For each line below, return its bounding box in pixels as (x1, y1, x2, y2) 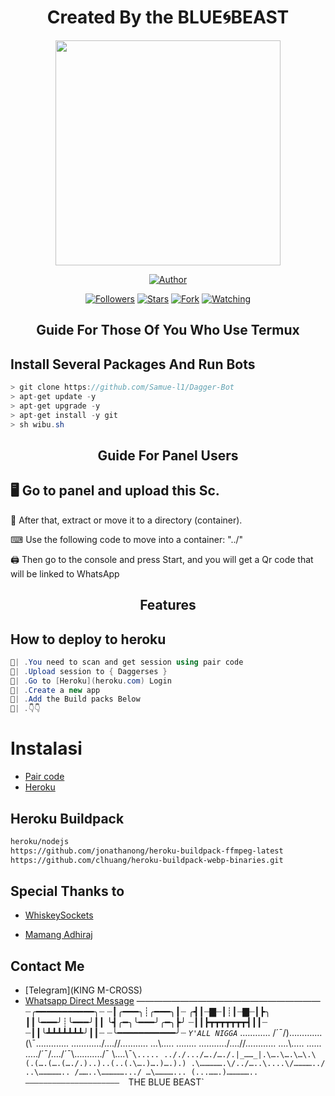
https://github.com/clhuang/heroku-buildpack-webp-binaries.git (10, 855, 284, 865)
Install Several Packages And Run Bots (10, 356, 256, 373)
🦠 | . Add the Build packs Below (10, 694, 141, 705)
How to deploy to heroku (10, 631, 167, 648)
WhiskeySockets (24, 909, 94, 921)
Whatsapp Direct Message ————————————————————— (24, 995, 321, 1007)
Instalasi (10, 737, 83, 760)
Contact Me (10, 957, 85, 975)
